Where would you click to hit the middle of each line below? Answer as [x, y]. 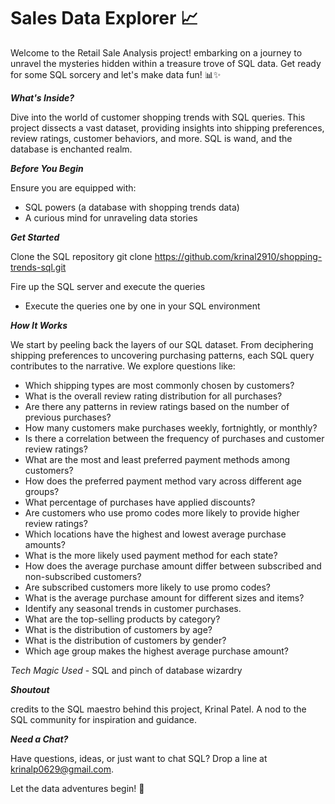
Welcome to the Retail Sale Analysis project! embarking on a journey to [156, 52]
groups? [42, 491]
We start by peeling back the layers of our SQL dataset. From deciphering [162, 344]
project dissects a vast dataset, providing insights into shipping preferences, [167, 127]
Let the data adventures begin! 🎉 [77, 788]
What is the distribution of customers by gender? [125, 640]
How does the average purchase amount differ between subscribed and [173, 566]
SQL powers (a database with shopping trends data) [132, 207]
